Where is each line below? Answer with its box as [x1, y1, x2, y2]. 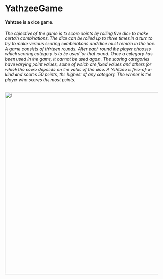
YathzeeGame [5, 3, 63, 14]
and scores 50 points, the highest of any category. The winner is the [14, 71, 152, 78]
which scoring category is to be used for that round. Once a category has [5, 51, 153, 57]
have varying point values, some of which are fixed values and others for [5, 61, 152, 67]
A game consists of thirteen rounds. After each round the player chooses [5, 46, 151, 52]
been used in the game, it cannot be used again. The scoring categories [5, 56, 150, 62]
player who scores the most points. [5, 77, 76, 83]
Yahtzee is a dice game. [5, 19, 54, 25]
